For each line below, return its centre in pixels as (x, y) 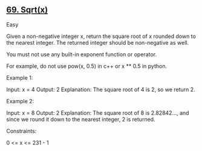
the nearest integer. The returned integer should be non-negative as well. (98, 42)
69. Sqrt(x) (27, 10)
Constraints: (21, 131)
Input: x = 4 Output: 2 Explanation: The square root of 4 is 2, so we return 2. (101, 89)
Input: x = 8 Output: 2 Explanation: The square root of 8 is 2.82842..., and (98, 113)
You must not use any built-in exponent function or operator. (82, 54)
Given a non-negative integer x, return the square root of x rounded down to (101, 36)
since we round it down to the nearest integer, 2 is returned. (81, 119)
